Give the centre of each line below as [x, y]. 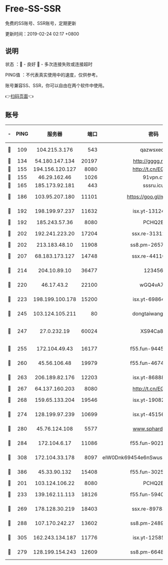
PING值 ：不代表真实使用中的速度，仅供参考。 [53, 75]
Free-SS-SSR [33, 9]
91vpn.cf [153, 177]
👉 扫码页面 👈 [19, 96]
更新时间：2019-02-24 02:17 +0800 [42, 34]
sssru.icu [153, 185]
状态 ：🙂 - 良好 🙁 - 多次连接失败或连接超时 [49, 64]
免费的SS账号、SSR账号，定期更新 [41, 23]
